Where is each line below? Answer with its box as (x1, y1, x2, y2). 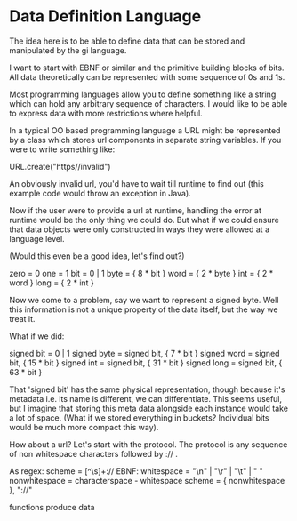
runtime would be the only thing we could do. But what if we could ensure (9, 214, 280, 225)
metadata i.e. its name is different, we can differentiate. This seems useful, (9, 393, 283, 404)
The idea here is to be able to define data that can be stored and (9, 36, 245, 46)
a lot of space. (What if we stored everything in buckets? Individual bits (9, 412, 269, 423)
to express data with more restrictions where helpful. (9, 108, 203, 118)
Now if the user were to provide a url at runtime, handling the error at (9, 204, 262, 215)
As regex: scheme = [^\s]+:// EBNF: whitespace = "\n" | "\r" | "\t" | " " (9, 465, 264, 477)
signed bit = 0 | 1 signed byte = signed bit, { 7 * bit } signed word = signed (9, 348, 280, 358)
